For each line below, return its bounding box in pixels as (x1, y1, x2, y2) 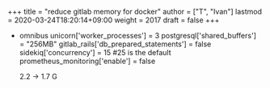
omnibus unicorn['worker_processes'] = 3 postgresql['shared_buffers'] (19, 31, 256, 40)
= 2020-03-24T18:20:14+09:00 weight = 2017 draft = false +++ (7, 15, 220, 25)
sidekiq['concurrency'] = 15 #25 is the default (19, 48, 171, 57)
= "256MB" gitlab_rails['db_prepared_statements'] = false (19, 39, 212, 49)
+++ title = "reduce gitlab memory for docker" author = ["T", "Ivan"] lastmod (7, 7, 263, 16)
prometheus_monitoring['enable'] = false (19, 56, 156, 66)
